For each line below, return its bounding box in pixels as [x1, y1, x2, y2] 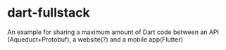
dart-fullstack [7, 5, 90, 21]
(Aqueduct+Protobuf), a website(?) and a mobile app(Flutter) [7, 35, 184, 43]
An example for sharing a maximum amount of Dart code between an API [7, 28, 220, 36]
